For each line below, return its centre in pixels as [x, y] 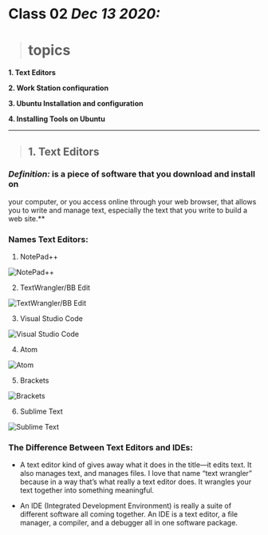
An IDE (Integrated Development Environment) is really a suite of [126, 506]
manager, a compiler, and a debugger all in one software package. [128, 523]
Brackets [34, 381]
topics [49, 51]
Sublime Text [41, 411]
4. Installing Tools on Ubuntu [57, 119]
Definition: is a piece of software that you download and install [132, 174]
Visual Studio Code [51, 319]
